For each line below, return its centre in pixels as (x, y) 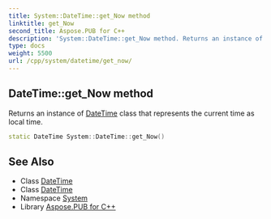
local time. (26, 121)
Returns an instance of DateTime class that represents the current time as (131, 113)
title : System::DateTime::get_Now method (80, 16)
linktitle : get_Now (41, 23)
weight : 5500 (30, 53)
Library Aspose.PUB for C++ (68, 207)
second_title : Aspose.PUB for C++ (67, 31)
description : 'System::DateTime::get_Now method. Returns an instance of (136, 38)
